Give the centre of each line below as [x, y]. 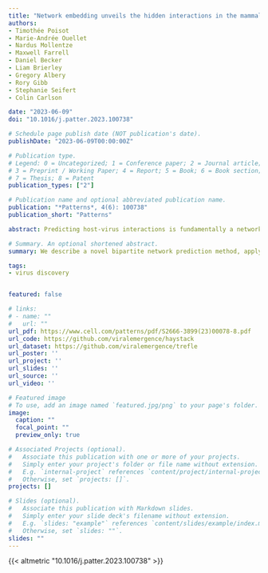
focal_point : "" [42, 428]
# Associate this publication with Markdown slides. [101, 509]
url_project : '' [35, 361]
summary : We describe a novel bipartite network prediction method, [124, 251]
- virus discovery [39, 273]
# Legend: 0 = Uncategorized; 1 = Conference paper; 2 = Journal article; [135, 163]
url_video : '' [32, 383]
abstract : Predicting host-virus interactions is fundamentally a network [135, 229]
